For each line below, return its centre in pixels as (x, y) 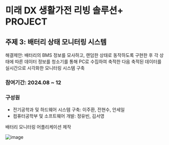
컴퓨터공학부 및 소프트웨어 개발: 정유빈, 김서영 (59, 116)
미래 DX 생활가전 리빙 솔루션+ (65, 11)
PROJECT (26, 22)
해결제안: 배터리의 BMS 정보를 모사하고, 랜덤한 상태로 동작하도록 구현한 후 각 (82, 55)
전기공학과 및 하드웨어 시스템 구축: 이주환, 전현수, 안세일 (69, 110)
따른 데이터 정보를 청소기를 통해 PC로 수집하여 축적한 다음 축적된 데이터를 (88, 61)
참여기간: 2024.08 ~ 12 (33, 82)
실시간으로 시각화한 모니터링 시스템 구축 (45, 68)
